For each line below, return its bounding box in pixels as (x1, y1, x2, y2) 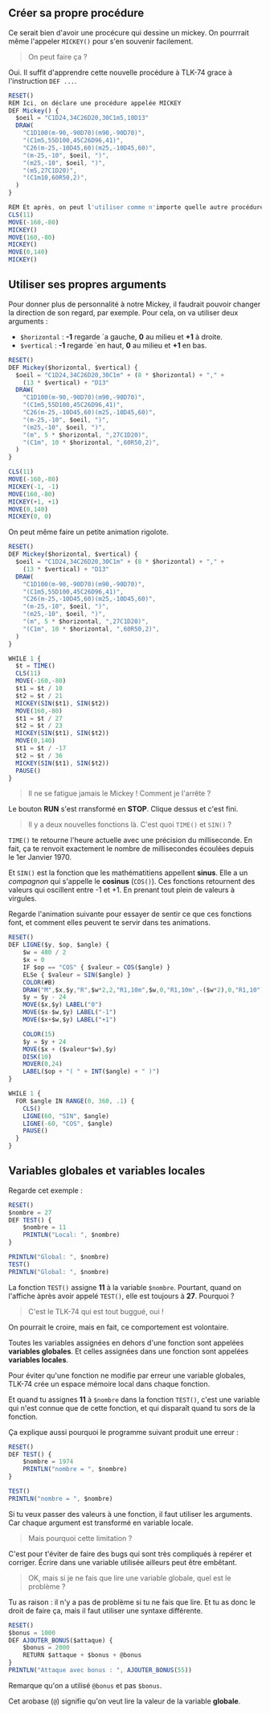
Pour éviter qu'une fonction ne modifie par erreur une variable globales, (8, 1371, 247, 1380)
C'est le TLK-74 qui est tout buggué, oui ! (27, 1306, 164, 1316)
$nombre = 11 (22, 1223, 67, 1231)
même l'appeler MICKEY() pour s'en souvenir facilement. (8, 36, 194, 46)
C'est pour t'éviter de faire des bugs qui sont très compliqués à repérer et (8, 1548, 252, 1559)
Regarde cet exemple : (8, 1186, 83, 1195)
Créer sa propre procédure (8, 6, 145, 20)
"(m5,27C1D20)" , (22, 166, 78, 175)
